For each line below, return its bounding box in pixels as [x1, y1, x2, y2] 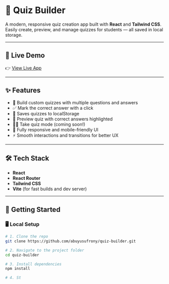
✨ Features [5, 86, 41, 95]
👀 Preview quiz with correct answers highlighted [12, 116, 113, 122]
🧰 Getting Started [5, 205, 61, 214]
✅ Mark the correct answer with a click [12, 105, 94, 111]
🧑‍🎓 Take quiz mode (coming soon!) [12, 121, 86, 127]
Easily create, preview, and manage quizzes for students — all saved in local [5, 26, 163, 32]
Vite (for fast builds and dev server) [12, 186, 87, 192]
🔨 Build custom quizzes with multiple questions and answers [12, 99, 138, 105]
